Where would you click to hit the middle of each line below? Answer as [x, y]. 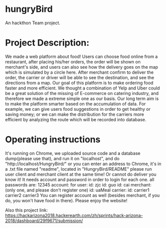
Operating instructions [53, 140]
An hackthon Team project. [33, 23]
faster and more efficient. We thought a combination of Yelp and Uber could [83, 88]
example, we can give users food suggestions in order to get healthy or [78, 109]
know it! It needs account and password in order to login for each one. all [80, 180]
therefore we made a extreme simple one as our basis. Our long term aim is [82, 98]
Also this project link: [27, 210]
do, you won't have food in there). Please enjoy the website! [66, 200]
